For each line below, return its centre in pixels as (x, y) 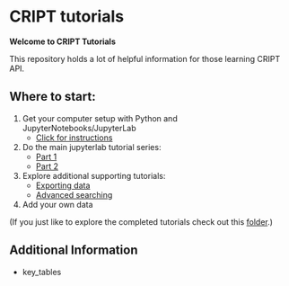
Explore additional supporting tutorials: (94, 175)
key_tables (42, 272)
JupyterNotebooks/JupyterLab (79, 128)
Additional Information (74, 250)
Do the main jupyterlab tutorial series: (92, 147)
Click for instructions (74, 138)
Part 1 (46, 156)
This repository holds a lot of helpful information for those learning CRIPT (145, 58)
